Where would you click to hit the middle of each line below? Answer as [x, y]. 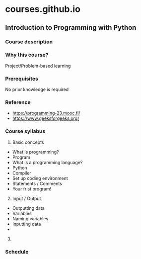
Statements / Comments [37, 183]
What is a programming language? [47, 162]
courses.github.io [43, 9]
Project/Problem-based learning [38, 66]
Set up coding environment [40, 178]
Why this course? [27, 55]
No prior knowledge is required [37, 89]
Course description [29, 42]
